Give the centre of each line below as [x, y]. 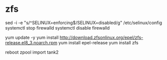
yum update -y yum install [32, 37]
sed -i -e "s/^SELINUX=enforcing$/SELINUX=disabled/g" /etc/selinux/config [84, 23]
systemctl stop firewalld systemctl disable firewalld [58, 28]
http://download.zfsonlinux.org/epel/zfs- [101, 37]
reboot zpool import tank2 [32, 52]
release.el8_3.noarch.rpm [31, 42]
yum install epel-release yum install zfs [98, 42]
